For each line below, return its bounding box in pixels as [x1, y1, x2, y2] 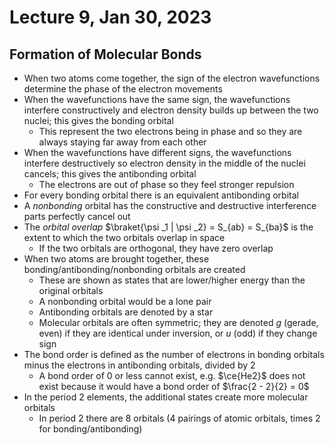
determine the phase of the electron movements [23, 83, 223, 95]
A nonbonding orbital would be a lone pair [38, 296, 212, 307]
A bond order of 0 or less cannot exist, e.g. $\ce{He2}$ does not [38, 370, 306, 381]
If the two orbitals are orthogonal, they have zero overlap [38, 242, 274, 254]
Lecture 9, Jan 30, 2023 [9, 6, 212, 29]
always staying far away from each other [38, 136, 207, 148]
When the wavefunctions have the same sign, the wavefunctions [23, 94, 291, 105]
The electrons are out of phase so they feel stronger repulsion [38, 179, 295, 190]
